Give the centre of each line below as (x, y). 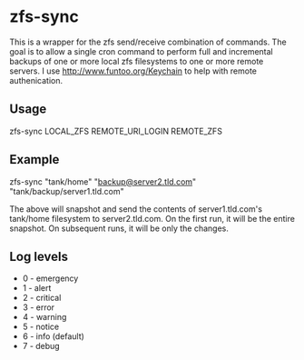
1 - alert (37, 288)
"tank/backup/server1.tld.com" (67, 191)
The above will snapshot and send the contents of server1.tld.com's (136, 209)
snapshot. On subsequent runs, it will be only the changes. (119, 228)
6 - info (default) (53, 336)
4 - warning (44, 317)
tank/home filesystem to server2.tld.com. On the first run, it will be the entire (152, 218)
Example (34, 160)
